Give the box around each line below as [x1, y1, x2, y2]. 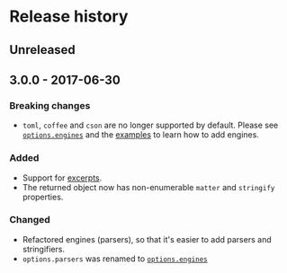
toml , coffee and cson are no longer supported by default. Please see [22, 119, 279, 131]
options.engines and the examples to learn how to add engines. [22, 129, 259, 140]
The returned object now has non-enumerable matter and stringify [22, 181, 275, 192]
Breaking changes [9, 99, 91, 111]
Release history [9, 6, 129, 27]
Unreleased [9, 42, 76, 57]
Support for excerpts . [22, 172, 103, 183]
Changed [9, 214, 51, 226]
